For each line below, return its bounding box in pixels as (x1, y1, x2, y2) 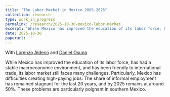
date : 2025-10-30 (5, 31, 42, 36)
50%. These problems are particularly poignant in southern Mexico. (5, 86, 147, 92)
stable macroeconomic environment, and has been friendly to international (5, 64, 161, 71)
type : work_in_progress (5, 17, 56, 22)
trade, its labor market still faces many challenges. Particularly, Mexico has (5, 70, 161, 76)
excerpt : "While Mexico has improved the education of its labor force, (5, 26, 162, 31)
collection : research (5, 12, 51, 17)
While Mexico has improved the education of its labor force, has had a (5, 59, 151, 65)
